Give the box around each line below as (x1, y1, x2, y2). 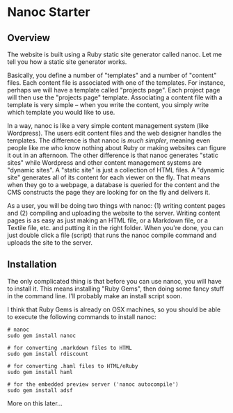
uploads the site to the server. (7, 238, 93, 247)
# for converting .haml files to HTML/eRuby (7, 362, 138, 369)
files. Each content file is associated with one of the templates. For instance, (7, 79, 226, 87)
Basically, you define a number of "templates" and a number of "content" (7, 71, 217, 79)
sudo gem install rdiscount (7, 350, 89, 357)
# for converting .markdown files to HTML (7, 344, 132, 351)
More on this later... (7, 399, 63, 407)
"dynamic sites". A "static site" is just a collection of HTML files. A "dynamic (7, 166, 225, 174)
